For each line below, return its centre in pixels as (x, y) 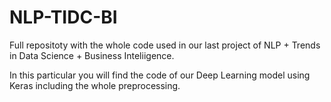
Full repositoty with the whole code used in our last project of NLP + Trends (165, 45)
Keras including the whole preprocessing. (95, 85)
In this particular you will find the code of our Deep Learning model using (160, 75)
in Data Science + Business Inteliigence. (92, 55)
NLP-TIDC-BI (63, 17)
